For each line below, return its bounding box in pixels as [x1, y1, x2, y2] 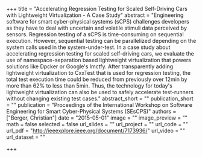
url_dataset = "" [6, 133, 45, 141]
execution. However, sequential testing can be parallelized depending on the [6, 37, 197, 44]
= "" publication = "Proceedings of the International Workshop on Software [6, 101, 193, 108]
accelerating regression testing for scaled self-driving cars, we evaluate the [6, 50, 194, 57]
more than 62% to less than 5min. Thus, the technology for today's [6, 82, 173, 89]
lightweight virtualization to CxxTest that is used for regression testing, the [6, 69, 191, 76]
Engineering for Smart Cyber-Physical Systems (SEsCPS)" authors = [6, 108, 177, 115]
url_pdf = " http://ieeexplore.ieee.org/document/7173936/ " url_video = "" [6, 127, 185, 134]
